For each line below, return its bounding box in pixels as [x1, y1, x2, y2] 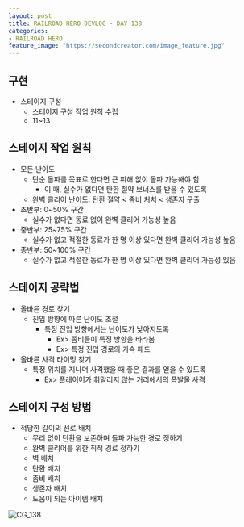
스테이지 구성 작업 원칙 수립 [31, 107, 118, 116]
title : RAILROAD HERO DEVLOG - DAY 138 [8, 19, 143, 27]
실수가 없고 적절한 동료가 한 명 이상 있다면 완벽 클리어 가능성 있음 [31, 255, 236, 265]
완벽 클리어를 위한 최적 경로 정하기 [31, 443, 140, 453]
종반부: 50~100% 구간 [19, 245, 91, 254]
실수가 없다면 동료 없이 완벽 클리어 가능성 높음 [31, 215, 176, 224]
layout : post [8, 11, 52, 20]
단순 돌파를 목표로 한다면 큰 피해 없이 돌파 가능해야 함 [31, 174, 200, 184]
